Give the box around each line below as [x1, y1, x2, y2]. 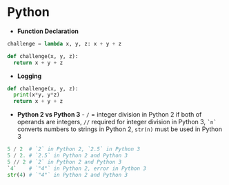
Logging [17, 72, 42, 80]
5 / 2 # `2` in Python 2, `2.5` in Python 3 [7, 146, 140, 153]
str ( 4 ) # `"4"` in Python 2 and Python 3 [7, 171, 128, 178]
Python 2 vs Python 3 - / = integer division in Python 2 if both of [17, 110, 202, 119]
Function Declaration [17, 27, 79, 35]
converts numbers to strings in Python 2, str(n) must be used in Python [17, 125, 223, 133]
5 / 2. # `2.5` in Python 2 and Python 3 [7, 153, 128, 159]
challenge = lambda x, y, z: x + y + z [7, 40, 122, 47]
